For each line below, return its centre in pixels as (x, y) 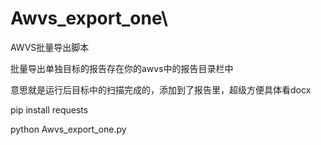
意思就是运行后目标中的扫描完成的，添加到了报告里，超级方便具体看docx (161, 89)
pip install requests (49, 109)
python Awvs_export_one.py (68, 129)
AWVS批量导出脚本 (50, 47)
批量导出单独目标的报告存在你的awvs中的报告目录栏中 (122, 68)
